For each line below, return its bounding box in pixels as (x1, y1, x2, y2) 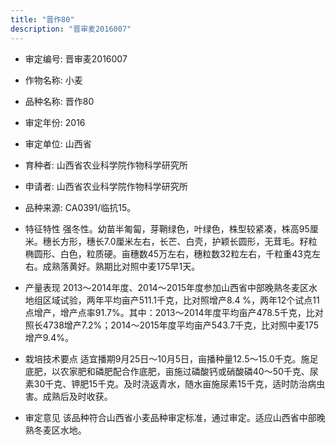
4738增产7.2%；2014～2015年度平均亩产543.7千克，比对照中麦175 (42, 319, 320, 331)
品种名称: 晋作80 (24, 95, 95, 107)
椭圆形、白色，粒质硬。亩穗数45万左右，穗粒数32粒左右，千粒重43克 (24, 247, 313, 260)
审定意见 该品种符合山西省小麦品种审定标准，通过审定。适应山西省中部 (24, 411, 317, 423)
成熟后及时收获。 (42, 390, 113, 402)
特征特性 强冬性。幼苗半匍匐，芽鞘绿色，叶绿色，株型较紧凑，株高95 (24, 222, 310, 235)
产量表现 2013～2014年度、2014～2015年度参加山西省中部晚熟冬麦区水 (24, 281, 318, 293)
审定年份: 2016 (24, 116, 86, 128)
